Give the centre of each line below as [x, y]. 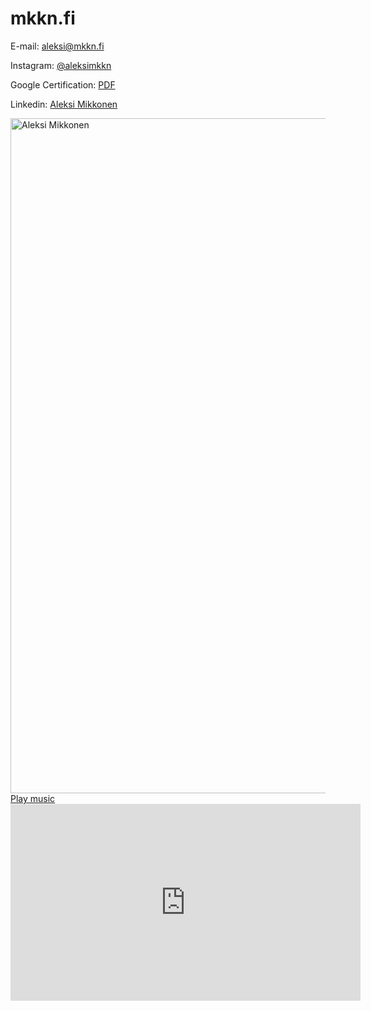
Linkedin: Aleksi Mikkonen [64, 104]
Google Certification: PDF [63, 84]
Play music [33, 798]
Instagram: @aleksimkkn [61, 65]
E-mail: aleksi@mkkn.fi [57, 46]
